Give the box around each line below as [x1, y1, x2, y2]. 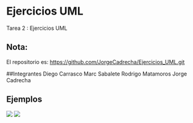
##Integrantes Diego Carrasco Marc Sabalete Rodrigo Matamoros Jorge [6, 70, 188, 77]
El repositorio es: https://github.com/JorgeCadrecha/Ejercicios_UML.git [6, 58, 185, 65]
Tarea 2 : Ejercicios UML [6, 24, 68, 32]
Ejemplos [6, 94, 43, 105]
